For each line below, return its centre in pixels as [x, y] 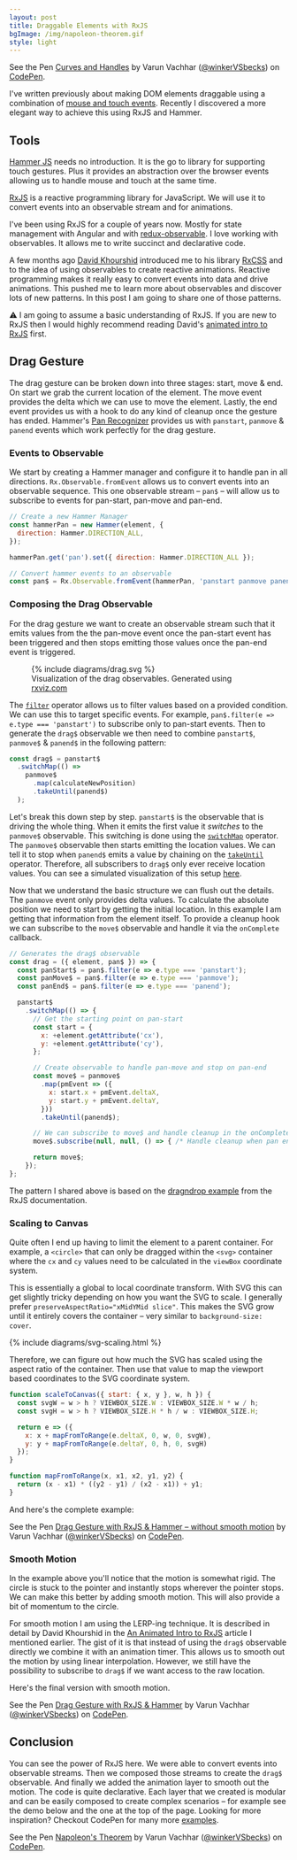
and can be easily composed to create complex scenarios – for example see [148, 1801]
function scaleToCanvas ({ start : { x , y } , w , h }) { [110, 1395]
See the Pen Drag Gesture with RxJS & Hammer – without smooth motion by [148, 1526]
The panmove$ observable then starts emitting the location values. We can [142, 845]
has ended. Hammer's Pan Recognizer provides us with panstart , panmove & [147, 421]
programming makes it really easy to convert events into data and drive [139, 279]
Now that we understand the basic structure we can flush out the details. [142, 890]
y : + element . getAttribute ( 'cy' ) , [103, 1044]
